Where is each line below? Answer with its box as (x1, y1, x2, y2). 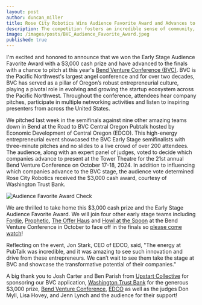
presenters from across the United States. (6, 105, 110, 112)
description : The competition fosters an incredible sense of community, (6, 25, 196, 32)
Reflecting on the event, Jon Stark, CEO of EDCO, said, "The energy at (6, 242, 181, 248)
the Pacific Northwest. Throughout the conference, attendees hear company (6, 92, 197, 99)
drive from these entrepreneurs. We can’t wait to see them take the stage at (6, 254, 195, 262)
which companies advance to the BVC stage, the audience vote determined (6, 168, 194, 175)
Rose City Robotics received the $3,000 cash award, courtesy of (6, 175, 167, 181)
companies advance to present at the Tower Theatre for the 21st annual (6, 155, 184, 162)
